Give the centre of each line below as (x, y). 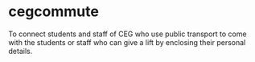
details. (21, 51)
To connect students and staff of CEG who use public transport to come (127, 34)
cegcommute (53, 12)
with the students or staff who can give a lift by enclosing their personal (127, 42)
